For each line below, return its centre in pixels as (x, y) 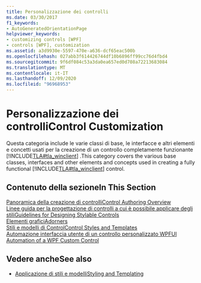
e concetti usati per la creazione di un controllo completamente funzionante (100, 149)
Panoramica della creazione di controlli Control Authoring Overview (88, 202)
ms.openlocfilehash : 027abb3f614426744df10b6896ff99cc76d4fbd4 (87, 56)
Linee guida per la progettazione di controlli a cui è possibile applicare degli (100, 208)
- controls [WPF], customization (48, 46)
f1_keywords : (22, 23)
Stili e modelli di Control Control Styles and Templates (72, 227)
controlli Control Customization (85, 127)
